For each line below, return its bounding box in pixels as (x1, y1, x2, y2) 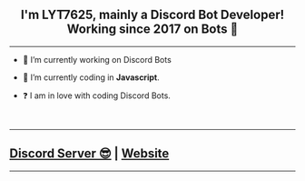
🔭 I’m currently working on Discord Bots (22, 54, 172, 65)
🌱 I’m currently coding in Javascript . (22, 72, 161, 83)
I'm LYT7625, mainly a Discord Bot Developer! (20, 7, 285, 23)
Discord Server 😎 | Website (9, 146, 170, 162)
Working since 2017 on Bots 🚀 (66, 22, 239, 37)
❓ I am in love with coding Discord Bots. (22, 90, 171, 101)
